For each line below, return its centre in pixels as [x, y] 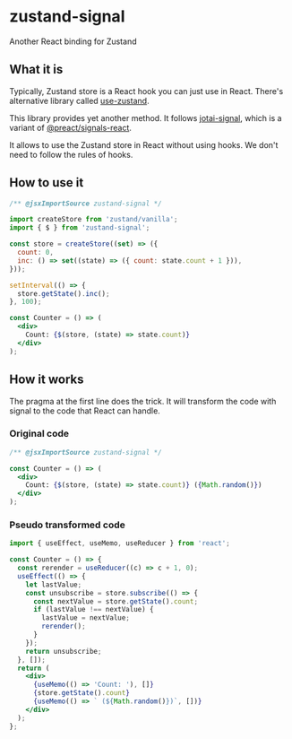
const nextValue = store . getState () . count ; [116, 601]
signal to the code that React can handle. [85, 411]
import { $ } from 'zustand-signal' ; [80, 228]
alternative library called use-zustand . [79, 100]
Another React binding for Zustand [73, 41]
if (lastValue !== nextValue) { [93, 610]
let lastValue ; [54, 585]
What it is [36, 70]
